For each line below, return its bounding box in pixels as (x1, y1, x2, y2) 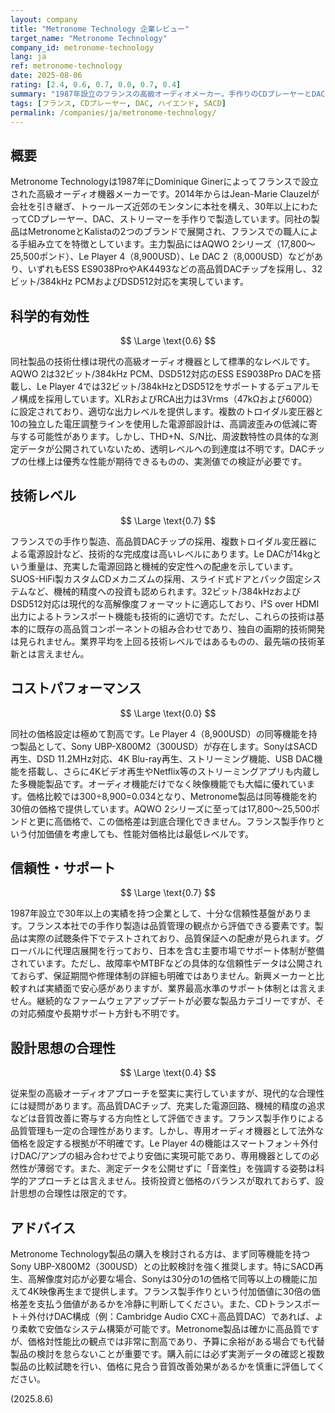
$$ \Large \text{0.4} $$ (119, 1067, 217, 1079)
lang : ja (10, 52, 47, 62)
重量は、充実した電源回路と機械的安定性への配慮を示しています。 (27, 560, 299, 572)
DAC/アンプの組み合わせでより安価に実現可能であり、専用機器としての (18, 1150, 311, 1162)
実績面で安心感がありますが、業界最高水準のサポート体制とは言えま (44, 982, 326, 995)
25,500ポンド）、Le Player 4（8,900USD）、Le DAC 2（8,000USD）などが (10, 251, 315, 263)
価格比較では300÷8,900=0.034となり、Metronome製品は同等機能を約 (26, 790, 317, 802)
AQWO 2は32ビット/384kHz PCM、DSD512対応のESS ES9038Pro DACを (10, 368, 313, 380)
